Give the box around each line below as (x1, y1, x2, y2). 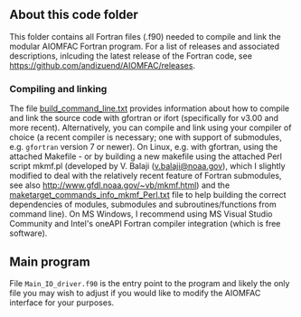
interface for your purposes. (9, 297, 115, 308)
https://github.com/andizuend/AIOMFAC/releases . (9, 60, 196, 70)
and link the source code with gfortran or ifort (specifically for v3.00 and (9, 113, 278, 124)
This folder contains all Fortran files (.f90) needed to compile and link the (9, 31, 282, 42)
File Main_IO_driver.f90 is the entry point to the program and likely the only (9, 277, 290, 288)
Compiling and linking (9, 82, 108, 95)
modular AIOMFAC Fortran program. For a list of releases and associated (9, 41, 280, 51)
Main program (9, 254, 90, 269)
